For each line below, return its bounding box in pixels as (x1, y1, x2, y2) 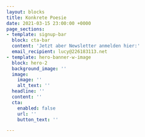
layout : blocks (6, 9, 45, 15)
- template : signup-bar (6, 32, 67, 38)
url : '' (17, 111, 37, 117)
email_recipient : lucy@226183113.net (12, 49, 108, 55)
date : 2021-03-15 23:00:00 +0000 (6, 20, 91, 26)
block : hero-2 (12, 60, 48, 66)
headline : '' (12, 88, 45, 94)
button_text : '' (17, 116, 59, 122)
